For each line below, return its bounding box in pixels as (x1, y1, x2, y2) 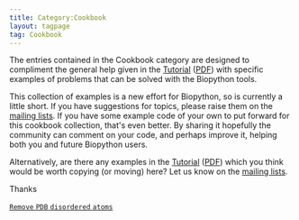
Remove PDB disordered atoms (9, 203, 113, 212)
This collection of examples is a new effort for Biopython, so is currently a (9, 91, 284, 102)
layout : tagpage (9, 22, 70, 31)
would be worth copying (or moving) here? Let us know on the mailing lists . (9, 166, 288, 177)
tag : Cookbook (9, 30, 63, 39)
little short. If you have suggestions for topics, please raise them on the (9, 101, 273, 112)
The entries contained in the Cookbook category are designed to (9, 55, 250, 66)
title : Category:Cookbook (9, 13, 106, 23)
